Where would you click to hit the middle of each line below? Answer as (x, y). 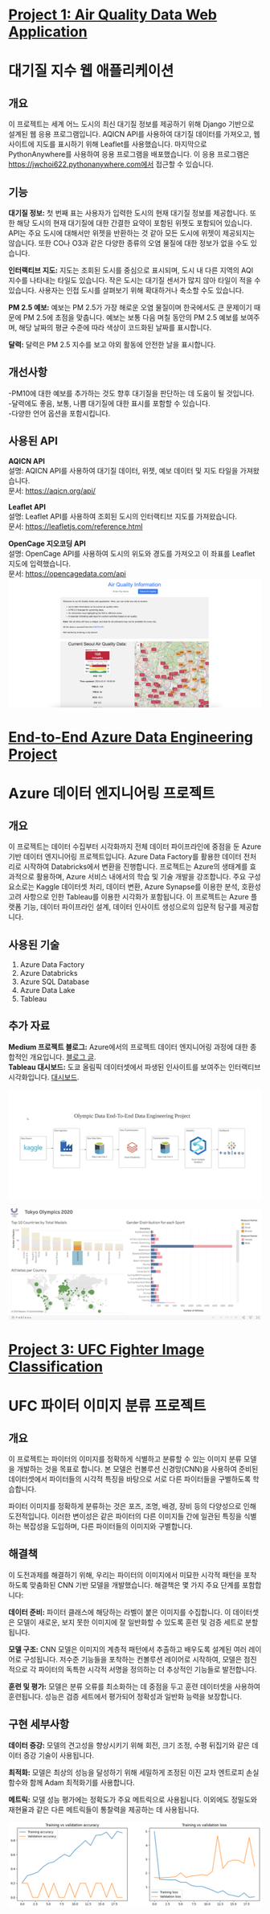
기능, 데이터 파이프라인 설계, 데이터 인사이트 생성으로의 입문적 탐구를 (130, 907)
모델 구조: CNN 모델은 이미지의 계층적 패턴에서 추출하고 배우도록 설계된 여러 (128, 1649)
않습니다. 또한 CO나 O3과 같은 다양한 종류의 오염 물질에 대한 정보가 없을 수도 (129, 243)
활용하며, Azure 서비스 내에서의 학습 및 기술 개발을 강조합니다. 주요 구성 (148, 877)
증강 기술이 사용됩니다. (59, 1755)
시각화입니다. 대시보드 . (44, 1077)
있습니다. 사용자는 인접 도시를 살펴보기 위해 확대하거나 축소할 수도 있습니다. (126, 290)
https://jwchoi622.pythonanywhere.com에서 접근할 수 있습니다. (111, 164)
